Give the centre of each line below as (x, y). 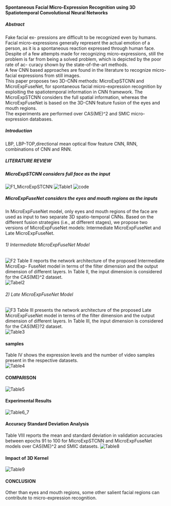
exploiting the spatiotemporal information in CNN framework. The (74, 92)
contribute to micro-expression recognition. (51, 498)
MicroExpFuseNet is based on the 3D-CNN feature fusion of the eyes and (83, 103)
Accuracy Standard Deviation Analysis (47, 424)
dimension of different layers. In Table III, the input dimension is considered (84, 321)
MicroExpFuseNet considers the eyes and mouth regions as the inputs (81, 198)
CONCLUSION (20, 481)
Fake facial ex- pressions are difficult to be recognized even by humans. (81, 37)
